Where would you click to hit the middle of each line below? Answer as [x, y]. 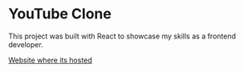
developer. [26, 44]
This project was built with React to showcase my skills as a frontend [122, 36]
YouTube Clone [60, 14]
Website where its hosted [50, 60]
